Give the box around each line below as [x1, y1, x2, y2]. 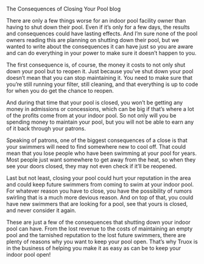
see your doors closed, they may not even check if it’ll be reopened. [6, 163, 177, 169]
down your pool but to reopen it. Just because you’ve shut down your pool [6, 68, 194, 75]
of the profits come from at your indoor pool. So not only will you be [6, 112, 177, 119]
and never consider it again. [6, 207, 77, 214]
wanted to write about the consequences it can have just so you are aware [6, 43, 194, 50]
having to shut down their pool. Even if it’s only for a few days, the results [6, 24, 190, 30]
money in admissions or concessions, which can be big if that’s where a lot [6, 105, 194, 112]
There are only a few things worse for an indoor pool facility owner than [6, 17, 186, 24]
